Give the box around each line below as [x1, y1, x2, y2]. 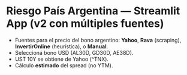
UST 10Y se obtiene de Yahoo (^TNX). [14, 55, 109, 62]
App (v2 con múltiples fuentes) [6, 17, 164, 30]
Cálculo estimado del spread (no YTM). [14, 61, 113, 69]
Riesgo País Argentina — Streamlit [6, 4, 180, 18]
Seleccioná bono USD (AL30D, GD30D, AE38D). [14, 49, 134, 56]
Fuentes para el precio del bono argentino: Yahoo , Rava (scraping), [14, 36, 182, 43]
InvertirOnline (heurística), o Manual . [14, 43, 108, 50]
